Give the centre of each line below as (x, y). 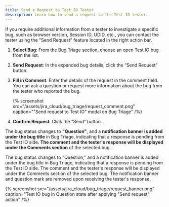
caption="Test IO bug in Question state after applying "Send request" (77, 194)
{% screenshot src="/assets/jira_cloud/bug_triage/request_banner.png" (80, 189)
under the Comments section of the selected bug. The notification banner (82, 174)
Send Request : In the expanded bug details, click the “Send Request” (85, 65)
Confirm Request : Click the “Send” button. (57, 121)
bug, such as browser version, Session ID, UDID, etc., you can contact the (82, 34)
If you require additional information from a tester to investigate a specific (82, 29)
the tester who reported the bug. (47, 91)
